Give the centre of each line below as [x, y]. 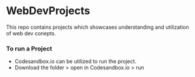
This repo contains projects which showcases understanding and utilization [98, 27]
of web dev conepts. [31, 33]
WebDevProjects [48, 11]
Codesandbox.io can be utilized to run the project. [75, 61]
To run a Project [29, 48]
